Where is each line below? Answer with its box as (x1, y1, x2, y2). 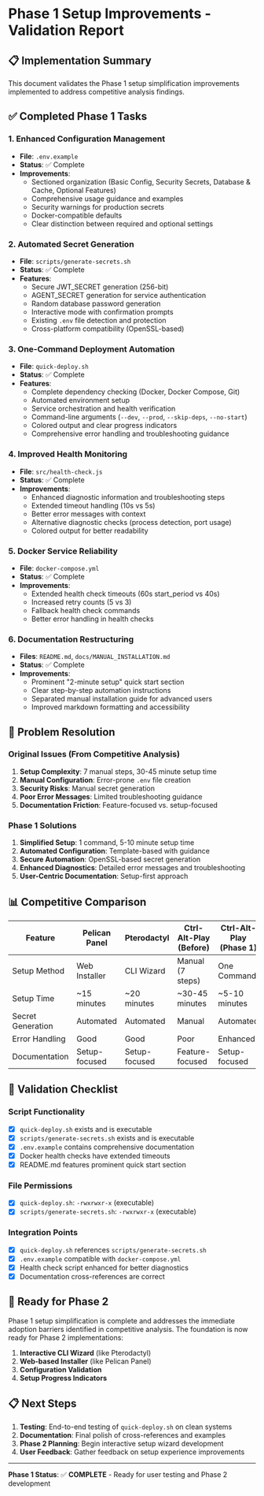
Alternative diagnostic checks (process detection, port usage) (31, 517, 232, 527)
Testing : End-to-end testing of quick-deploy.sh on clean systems (19, 1422, 233, 1431)
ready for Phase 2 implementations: (8, 1333, 124, 1342)
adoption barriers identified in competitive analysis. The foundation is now (8, 1324, 249, 1334)
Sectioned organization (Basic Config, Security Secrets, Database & (31, 177, 251, 186)
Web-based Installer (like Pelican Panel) (19, 1356, 152, 1366)
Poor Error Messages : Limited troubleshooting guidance (19, 791, 203, 801)
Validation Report (8, 21, 124, 39)
